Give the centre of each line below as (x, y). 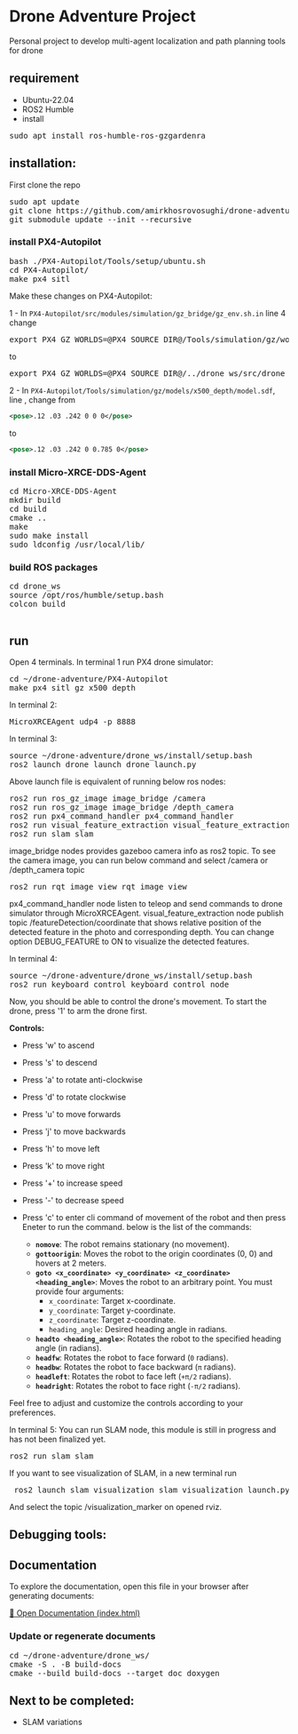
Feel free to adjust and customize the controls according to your (126, 1403)
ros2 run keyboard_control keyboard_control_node (119, 985)
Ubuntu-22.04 (48, 100)
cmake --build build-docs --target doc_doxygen (114, 1673)
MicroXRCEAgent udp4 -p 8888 (72, 722)
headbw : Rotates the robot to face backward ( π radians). (136, 1367)
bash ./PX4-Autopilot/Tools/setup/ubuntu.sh (108, 261)
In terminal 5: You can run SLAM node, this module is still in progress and (143, 1430)
